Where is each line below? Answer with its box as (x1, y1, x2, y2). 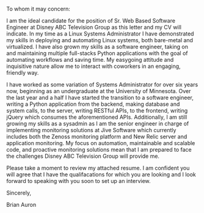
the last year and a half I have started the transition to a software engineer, (6, 94, 194, 101)
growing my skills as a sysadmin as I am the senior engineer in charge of (6, 120, 189, 127)
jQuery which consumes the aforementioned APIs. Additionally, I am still (6, 113, 188, 121)
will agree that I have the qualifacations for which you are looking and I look (6, 171, 197, 178)
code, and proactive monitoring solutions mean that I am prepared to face (6, 146, 192, 153)
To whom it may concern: (6, 6, 70, 12)
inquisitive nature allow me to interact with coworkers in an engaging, (6, 62, 181, 70)
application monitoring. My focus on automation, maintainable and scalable (6, 140, 195, 146)
